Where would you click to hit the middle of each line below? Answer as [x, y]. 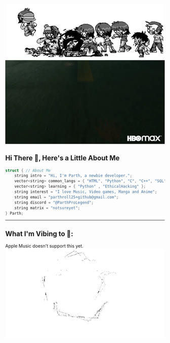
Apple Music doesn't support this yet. [44, 246]
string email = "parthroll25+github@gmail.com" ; [67, 197]
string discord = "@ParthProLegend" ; [54, 202]
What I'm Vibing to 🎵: [39, 234]
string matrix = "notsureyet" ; [47, 208]
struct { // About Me [28, 170]
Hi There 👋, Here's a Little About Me [62, 158]
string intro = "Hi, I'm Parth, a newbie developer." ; [73, 176]
